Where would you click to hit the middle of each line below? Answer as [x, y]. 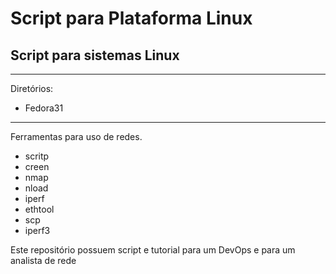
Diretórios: [32, 88]
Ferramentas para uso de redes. [76, 136]
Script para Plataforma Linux [131, 18]
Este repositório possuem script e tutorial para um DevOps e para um [153, 250]
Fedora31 [44, 108]
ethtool [39, 209]
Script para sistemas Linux [95, 55]
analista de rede [43, 260]
